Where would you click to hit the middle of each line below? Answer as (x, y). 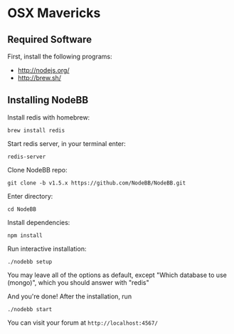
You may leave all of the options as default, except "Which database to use (117, 275)
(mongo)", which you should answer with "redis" (78, 282)
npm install (25, 235)
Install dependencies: (39, 222)
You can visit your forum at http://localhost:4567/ (83, 323)
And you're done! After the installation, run (70, 296)
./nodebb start (30, 309)
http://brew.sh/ (39, 78)
